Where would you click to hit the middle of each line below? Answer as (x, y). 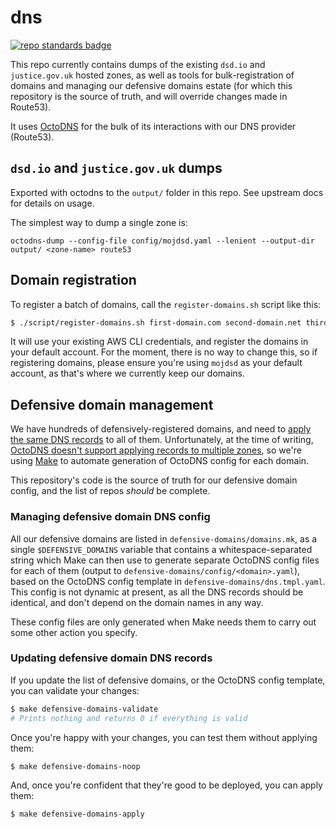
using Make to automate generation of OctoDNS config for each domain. (160, 461)
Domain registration (73, 280)
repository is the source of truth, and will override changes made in (149, 96)
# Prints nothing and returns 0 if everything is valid (129, 718)
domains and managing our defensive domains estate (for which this (151, 85)
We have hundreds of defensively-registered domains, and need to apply (161, 429)
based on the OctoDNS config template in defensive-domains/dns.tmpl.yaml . (168, 581)
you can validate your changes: (75, 690)
